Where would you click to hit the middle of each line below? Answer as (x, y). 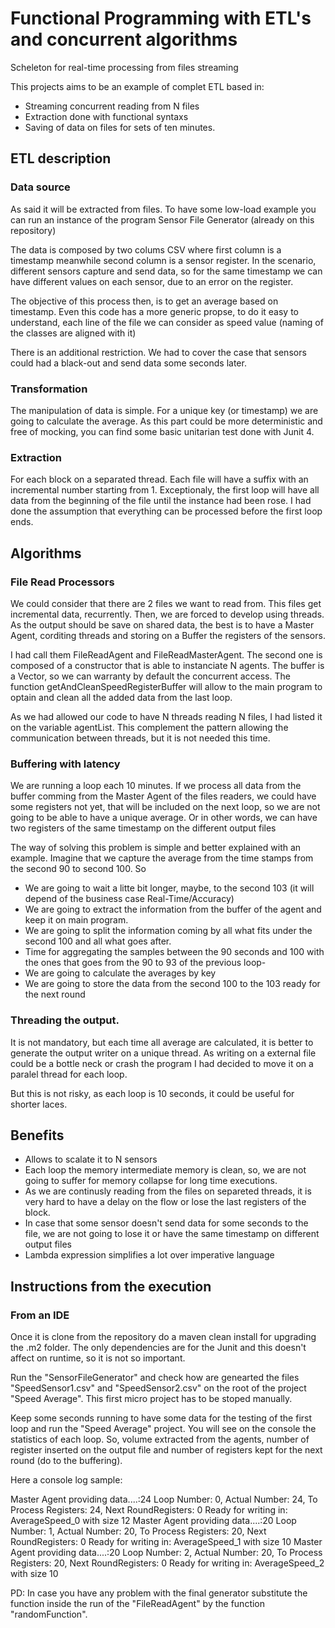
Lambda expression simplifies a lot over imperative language (149, 1255)
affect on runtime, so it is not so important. (98, 1358)
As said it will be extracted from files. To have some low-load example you (163, 209)
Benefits (37, 1135)
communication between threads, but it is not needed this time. (140, 738)
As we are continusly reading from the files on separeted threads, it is (168, 1191)
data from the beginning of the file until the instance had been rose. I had (161, 501)
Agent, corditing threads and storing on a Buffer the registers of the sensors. (168, 635)
